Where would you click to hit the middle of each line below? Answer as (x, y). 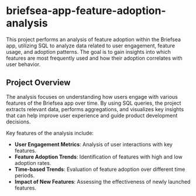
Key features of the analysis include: (50, 133)
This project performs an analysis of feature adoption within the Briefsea (94, 39)
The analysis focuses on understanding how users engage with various (92, 97)
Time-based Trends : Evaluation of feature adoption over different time (100, 169)
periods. (25, 175)
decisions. (18, 122)
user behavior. (23, 64)
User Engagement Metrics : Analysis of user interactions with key (93, 144)
